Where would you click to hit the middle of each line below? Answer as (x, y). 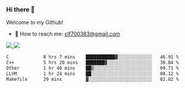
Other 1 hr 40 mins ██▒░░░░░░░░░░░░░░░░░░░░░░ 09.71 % (92, 68)
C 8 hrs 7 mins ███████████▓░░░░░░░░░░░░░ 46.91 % (92, 57)
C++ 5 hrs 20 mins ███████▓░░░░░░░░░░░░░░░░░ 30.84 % (92, 63)
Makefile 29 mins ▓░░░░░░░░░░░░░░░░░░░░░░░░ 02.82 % (92, 79)
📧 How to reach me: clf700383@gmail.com (67, 34)
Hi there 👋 (21, 10)
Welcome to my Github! (35, 23)
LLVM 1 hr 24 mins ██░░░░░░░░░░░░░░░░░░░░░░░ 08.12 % (92, 74)
